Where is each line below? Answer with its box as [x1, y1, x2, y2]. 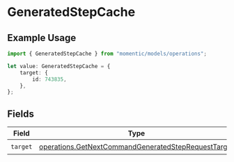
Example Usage [7, 32, 77, 44]
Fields [7, 108, 35, 120]
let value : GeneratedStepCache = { [7, 63, 111, 70]
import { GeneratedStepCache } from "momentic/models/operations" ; [7, 50, 208, 57]
